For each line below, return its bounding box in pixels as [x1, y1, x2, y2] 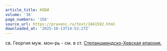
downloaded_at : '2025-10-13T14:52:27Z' [5, 26, 91, 31]
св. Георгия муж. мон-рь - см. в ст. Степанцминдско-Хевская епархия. [5, 40, 162, 46]
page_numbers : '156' [5, 17, 50, 22]
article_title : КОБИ [5, 7, 50, 13]
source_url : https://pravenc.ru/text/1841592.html [5, 21, 116, 27]
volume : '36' [5, 12, 33, 17]
